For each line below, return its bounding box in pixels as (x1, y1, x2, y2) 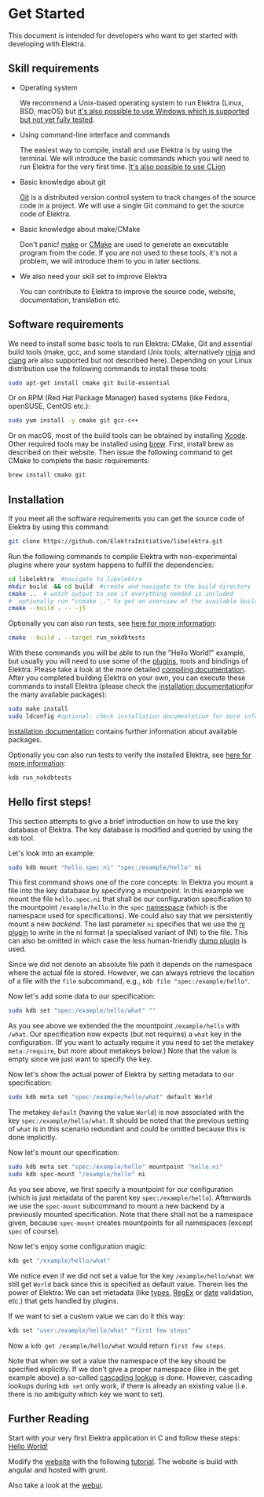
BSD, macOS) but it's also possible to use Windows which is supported (19, 106, 250, 116)
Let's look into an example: (8, 848, 96, 858)
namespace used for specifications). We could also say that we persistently (8, 911, 253, 921)
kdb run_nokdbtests (8, 774, 72, 782)
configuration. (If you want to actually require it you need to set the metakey (8, 1038, 254, 1047)
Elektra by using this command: (8, 522, 110, 531)
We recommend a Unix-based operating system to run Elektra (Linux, (19, 97, 244, 107)
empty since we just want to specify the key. (8, 1054, 152, 1064)
